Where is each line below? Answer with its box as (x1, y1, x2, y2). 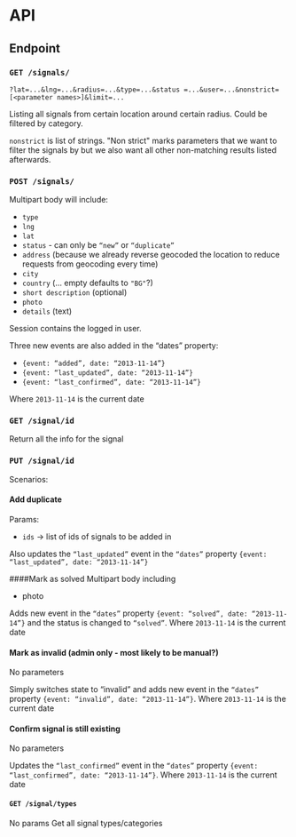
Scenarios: (9, 474, 49, 484)
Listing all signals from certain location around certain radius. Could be (9, 108, 268, 119)
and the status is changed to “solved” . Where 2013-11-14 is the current (27, 617, 286, 627)
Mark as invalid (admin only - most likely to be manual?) (9, 647, 219, 658)
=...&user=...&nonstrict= (183, 85, 279, 94)
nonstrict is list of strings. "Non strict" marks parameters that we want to (9, 135, 277, 146)
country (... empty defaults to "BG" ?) (21, 277, 153, 289)
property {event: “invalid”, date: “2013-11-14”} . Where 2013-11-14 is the (9, 694, 286, 705)
